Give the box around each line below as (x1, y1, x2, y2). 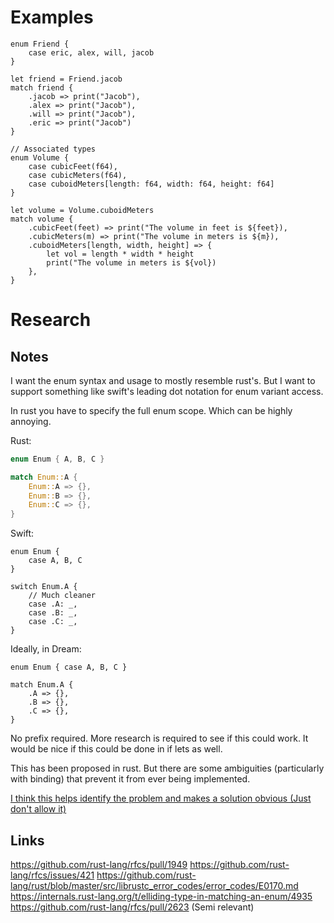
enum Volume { (10, 152, 70, 163)
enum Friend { (10, 39, 70, 49)
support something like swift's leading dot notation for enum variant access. (10, 385, 324, 397)
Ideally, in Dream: (10, 643, 82, 655)
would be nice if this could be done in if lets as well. (10, 743, 223, 755)
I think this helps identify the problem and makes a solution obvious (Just (10, 792, 312, 805)
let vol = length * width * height (46, 249, 195, 259)
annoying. (10, 415, 52, 427)
